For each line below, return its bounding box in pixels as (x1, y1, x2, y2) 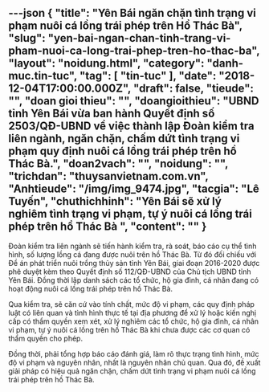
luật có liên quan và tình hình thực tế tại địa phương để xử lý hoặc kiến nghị (8, 308, 257, 317)
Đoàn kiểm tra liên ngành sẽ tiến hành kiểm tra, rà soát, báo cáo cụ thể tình (8, 241, 257, 251)
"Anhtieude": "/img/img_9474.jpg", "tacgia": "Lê (8, 182, 259, 196)
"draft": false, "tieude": (132, 82, 255, 96)
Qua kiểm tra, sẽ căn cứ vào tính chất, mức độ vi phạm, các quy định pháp (8, 299, 255, 308)
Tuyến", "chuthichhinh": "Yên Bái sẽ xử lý (8, 194, 222, 208)
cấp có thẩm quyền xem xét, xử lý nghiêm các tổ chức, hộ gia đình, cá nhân (8, 316, 259, 326)
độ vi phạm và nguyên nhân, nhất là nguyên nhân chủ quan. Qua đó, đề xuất (8, 357, 261, 367)
